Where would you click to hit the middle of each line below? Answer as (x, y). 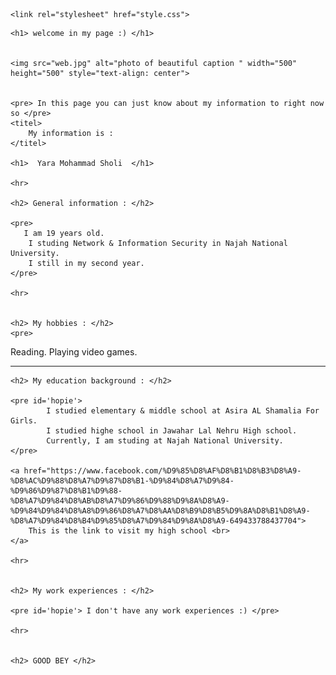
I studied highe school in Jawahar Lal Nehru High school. (172, 431)
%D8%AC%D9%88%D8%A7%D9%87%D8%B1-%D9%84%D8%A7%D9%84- (122, 481)
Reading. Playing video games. (74, 352)
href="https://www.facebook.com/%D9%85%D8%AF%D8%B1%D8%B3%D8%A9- (162, 471)
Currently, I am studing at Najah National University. (165, 441)
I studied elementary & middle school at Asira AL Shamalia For (183, 411)
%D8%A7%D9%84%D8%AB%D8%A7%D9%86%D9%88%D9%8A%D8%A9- (120, 501)
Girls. (24, 421)
